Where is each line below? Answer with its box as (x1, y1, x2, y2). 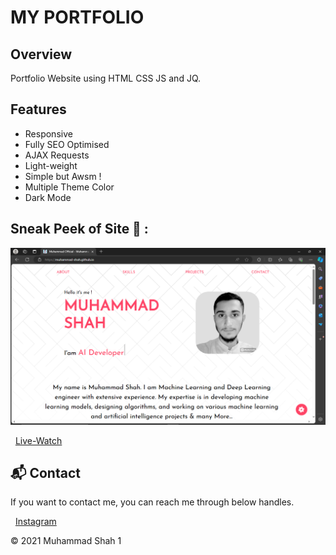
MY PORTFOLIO (10, 6, 145, 29)
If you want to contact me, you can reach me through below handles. (10, 496, 295, 508)
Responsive (24, 127, 73, 140)
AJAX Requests (24, 149, 90, 161)
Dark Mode (24, 191, 72, 203)
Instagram (14, 516, 57, 528)
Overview (10, 46, 73, 63)
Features (10, 101, 67, 118)
